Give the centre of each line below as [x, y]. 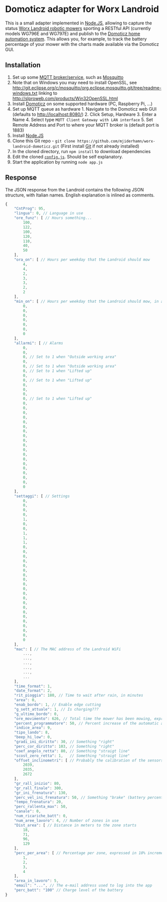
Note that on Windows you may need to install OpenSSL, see [75, 82]
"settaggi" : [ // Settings [42, 496]
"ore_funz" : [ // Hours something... [53, 218]
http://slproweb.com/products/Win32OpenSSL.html [65, 98]
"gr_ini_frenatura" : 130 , [41, 793]
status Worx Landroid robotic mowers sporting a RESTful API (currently [78, 28]
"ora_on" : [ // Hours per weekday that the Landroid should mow [82, 260]
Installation [23, 65]
